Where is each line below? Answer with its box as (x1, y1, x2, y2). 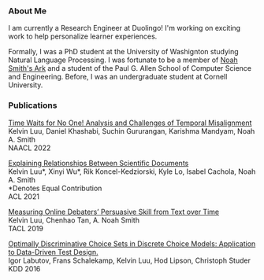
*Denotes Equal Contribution (8, 183, 102, 193)
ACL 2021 (8, 191, 39, 201)
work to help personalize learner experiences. (8, 31, 158, 41)
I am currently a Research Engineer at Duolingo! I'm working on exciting (8, 24, 241, 33)
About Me (8, 6, 47, 17)
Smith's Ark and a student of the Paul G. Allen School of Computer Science (8, 64, 252, 73)
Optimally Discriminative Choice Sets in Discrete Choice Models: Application (8, 238, 256, 249)
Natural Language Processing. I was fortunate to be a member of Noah (8, 55, 238, 64)
